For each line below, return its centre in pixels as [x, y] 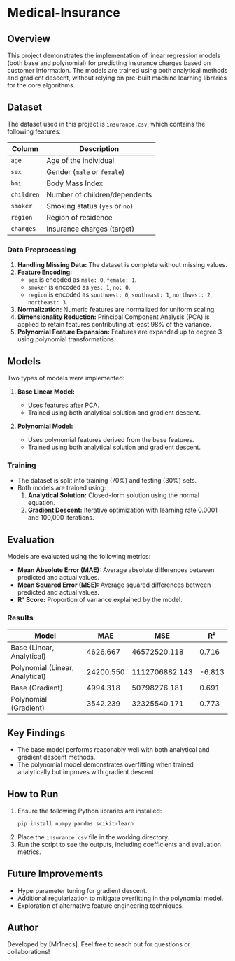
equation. [42, 503]
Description [99, 148]
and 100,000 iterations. [61, 518]
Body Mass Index [75, 183]
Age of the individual [80, 160]
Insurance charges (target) [91, 229]
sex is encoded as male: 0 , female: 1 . [82, 280]
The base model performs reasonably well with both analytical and [113, 750]
